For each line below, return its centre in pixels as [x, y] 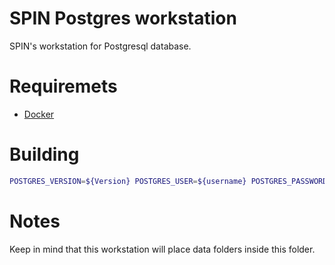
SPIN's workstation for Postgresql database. [100, 46]
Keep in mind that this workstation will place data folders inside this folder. [162, 249]
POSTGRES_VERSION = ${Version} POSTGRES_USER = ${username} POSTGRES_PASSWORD [168, 181]
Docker [39, 114]
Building [44, 154]
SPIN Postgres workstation [123, 18]
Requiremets [63, 86]
